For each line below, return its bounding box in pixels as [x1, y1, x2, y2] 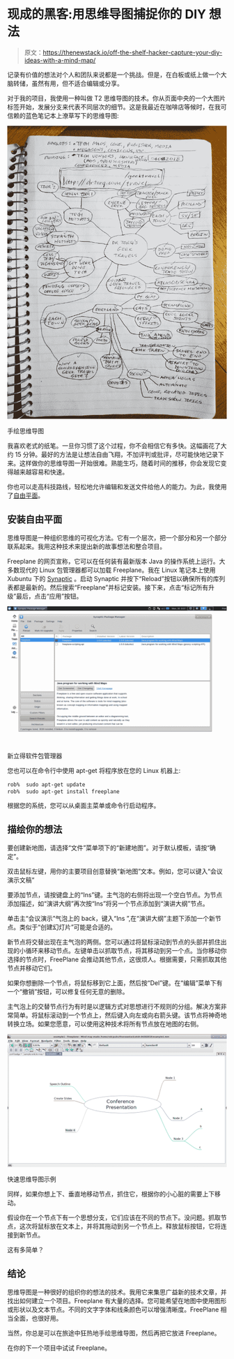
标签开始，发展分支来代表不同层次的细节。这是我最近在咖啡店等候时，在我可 [7, 103, 227, 111]
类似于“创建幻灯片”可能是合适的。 [19, 922, 117, 931]
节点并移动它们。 [7, 963, 56, 972]
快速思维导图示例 [7, 1175, 56, 1183]
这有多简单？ [7, 1245, 44, 1254]
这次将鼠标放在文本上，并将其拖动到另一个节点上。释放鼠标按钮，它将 [19, 1222, 221, 1230]
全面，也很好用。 [13, 1314, 63, 1322]
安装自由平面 [7, 513, 63, 525]
